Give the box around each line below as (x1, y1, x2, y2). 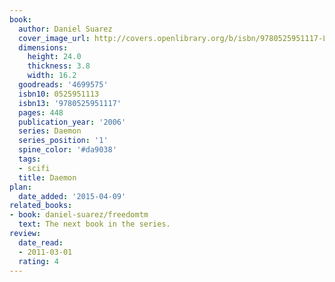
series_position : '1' (18, 136, 109, 146)
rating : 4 (18, 256, 59, 266)
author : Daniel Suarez (18, 24, 113, 34)
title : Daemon (18, 172, 77, 183)
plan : (9, 182, 32, 192)
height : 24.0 (27, 52, 82, 62)
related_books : (9, 201, 73, 211)
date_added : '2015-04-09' (18, 191, 127, 201)
